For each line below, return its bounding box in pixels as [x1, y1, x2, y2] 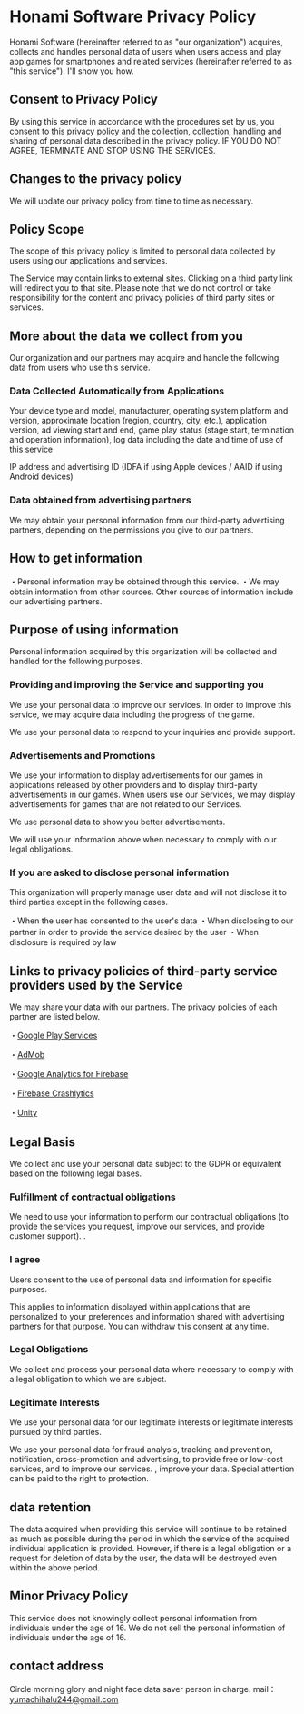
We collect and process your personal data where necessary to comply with [9, 1363, 294, 1374]
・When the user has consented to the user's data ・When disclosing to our [9, 915, 294, 926]
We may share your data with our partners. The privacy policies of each [9, 1001, 278, 1012]
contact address [9, 1659, 104, 1674]
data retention [9, 1500, 92, 1515]
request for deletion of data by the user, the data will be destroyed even [9, 1552, 278, 1563]
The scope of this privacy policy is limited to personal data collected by [9, 245, 276, 256]
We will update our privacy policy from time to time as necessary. [9, 195, 254, 206]
